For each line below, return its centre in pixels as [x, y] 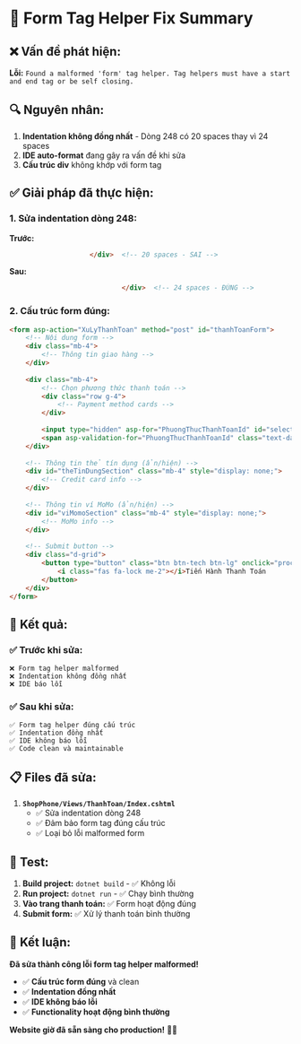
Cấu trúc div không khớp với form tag [92, 164]
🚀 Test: [29, 861]
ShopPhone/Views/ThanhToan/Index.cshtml [99, 805]
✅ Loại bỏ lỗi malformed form [90, 833]
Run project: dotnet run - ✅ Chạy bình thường [108, 894]
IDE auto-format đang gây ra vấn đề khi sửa [104, 155]
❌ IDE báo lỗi [36, 684]
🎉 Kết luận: [40, 942]
